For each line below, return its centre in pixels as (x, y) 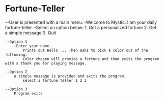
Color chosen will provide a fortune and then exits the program (91, 59)
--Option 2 (16, 72)
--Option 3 (16, 89)
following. (16, 55)
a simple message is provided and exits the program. (70, 76)
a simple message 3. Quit (31, 33)
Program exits (28, 93)
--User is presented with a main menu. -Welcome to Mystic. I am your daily (81, 22)
